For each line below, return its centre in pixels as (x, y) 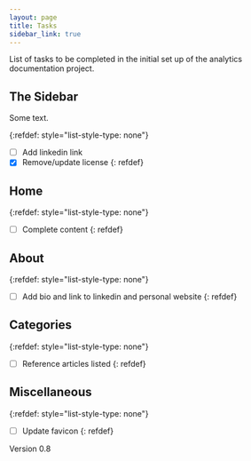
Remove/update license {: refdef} (83, 163)
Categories (41, 325)
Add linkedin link (52, 153)
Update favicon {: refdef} (68, 431)
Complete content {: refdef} (73, 230)
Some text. (29, 118)
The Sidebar (43, 96)
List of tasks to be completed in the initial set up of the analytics (125, 60)
